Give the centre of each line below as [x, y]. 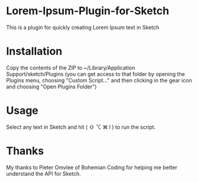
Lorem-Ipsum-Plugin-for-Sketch [88, 11]
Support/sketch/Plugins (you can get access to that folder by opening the [95, 74]
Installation [34, 51]
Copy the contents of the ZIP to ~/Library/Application [71, 68]
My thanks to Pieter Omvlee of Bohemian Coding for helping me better [92, 167]
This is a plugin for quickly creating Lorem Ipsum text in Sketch [83, 27]
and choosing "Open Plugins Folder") [51, 87]
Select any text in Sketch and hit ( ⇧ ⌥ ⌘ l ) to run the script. [81, 127]
